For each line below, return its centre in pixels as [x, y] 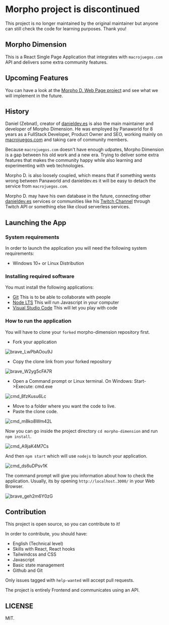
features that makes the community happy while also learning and [74, 160]
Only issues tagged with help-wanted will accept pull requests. [70, 581]
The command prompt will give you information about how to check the [79, 475]
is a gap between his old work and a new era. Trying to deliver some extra [82, 155]
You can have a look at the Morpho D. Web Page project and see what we [82, 90]
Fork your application [35, 342]
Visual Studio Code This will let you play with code [65, 308]
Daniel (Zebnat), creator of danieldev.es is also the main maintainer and [79, 124]
